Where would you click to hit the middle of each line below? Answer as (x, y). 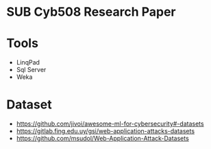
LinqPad (28, 62)
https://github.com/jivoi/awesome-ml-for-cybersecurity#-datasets (110, 124)
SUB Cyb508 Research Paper (91, 12)
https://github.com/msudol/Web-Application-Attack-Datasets (102, 139)
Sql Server (31, 70)
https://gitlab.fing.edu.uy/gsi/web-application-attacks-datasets (105, 131)
